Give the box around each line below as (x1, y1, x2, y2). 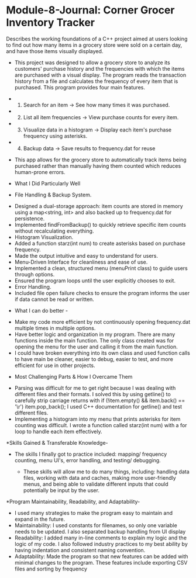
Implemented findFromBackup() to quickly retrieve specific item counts (14, 221, 186, 228)
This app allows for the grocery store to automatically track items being (14, 156, 187, 163)
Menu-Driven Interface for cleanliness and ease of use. (14, 258, 148, 265)
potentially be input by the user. (23, 486, 99, 494)
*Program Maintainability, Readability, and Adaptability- (6, 498, 140, 505)
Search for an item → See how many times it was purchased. (23, 101, 170, 108)
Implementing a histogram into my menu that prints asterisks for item (14, 416, 181, 423)
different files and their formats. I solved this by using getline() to (14, 390, 171, 397)
